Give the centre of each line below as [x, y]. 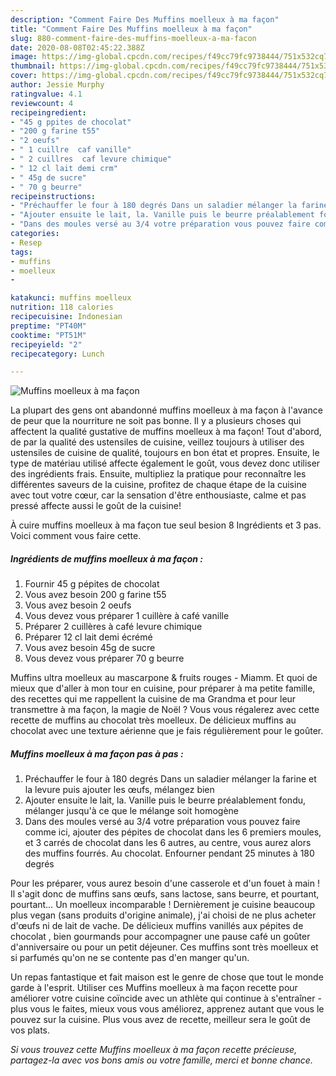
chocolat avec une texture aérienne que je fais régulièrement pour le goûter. [167, 731]
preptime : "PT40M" [48, 326]
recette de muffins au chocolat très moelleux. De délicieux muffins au [153, 720]
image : [24, 57]
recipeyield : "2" [46, 344]
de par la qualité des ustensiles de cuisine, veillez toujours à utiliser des [157, 442]
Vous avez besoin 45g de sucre [90, 648]
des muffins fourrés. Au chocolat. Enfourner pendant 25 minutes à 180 [169, 853]
